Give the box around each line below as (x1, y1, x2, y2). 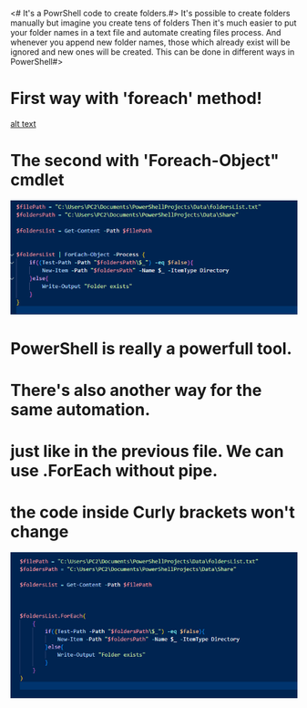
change (10, 522, 69, 542)
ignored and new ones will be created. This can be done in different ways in (10, 47, 295, 57)
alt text (10, 118, 36, 129)
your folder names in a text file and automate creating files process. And (10, 27, 281, 37)
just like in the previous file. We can (10, 442, 284, 462)
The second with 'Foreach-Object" (10, 151, 280, 172)
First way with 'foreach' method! (10, 88, 262, 109)
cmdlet (10, 170, 65, 191)
